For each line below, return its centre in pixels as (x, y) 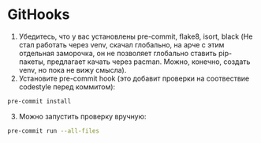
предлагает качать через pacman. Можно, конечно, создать (149, 62)
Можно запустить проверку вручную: (82, 116)
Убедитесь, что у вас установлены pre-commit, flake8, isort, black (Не (136, 36)
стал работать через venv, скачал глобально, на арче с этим (121, 44)
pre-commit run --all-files (54, 131)
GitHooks (39, 15)
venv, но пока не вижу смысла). (73, 70)
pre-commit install (39, 101)
